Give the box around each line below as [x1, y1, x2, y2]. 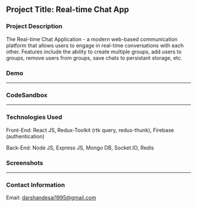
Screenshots [6, 158, 43, 167]
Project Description [6, 22, 63, 30]
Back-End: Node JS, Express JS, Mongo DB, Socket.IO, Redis [6, 144, 154, 151]
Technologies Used [6, 113, 63, 121]
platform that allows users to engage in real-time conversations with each [6, 42, 184, 49]
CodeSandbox [6, 91, 48, 99]
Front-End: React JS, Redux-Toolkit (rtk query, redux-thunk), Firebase [6, 126, 174, 134]
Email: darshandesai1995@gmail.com [6, 194, 97, 201]
